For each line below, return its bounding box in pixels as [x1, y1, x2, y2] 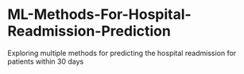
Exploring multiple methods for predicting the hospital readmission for [7, 48, 237, 57]
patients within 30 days [7, 57, 84, 66]
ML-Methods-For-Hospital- [7, 6, 192, 24]
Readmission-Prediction [7, 22, 172, 40]
